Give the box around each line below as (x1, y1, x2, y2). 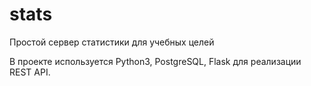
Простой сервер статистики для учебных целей (9, 36, 215, 48)
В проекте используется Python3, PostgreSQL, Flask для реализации (9, 55, 302, 67)
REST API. (9, 66, 51, 78)
